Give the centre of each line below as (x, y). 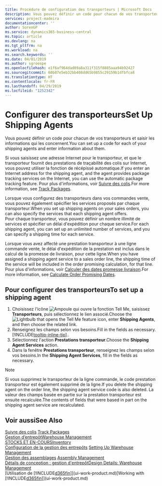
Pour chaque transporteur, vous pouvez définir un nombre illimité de (73, 219)
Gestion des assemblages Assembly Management (55, 457)
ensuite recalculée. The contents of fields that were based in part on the (76, 400)
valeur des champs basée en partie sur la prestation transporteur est (73, 395)
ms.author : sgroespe (26, 63)
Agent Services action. (35, 345)
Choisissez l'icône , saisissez (81, 309)
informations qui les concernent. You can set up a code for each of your (76, 143)
